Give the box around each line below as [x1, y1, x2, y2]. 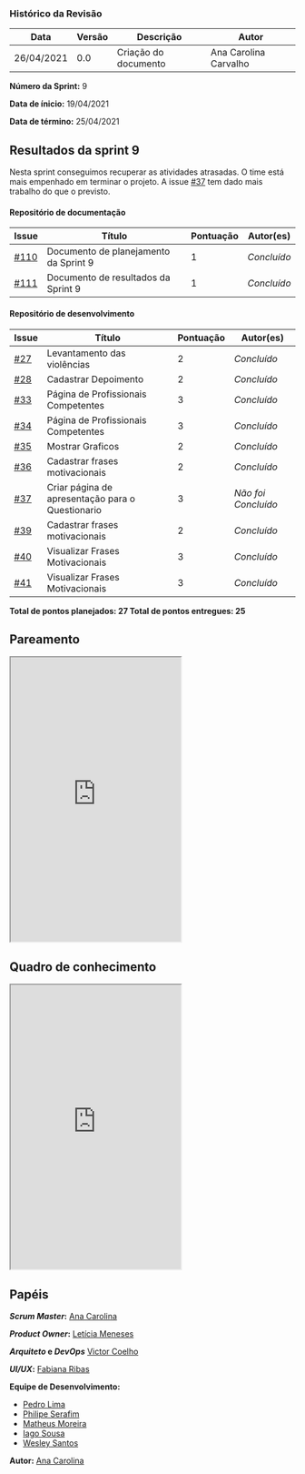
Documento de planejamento [46, 245, 171, 257]
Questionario [46, 503, 103, 516]
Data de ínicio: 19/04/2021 [9, 98, 109, 109]
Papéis [9, 1287, 49, 1302]
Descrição [136, 31, 182, 44]
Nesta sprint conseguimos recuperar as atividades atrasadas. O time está [9, 167, 284, 177]
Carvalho [210, 57, 250, 70]
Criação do [116, 46, 164, 59]
